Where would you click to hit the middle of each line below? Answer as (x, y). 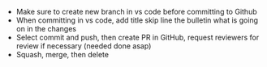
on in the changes (46, 29)
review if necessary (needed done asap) (84, 46)
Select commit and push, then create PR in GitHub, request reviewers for (138, 37)
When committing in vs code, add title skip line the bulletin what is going (137, 20)
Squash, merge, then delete (62, 54)
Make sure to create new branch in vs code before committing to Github (136, 12)
